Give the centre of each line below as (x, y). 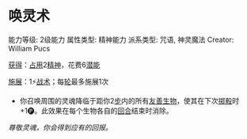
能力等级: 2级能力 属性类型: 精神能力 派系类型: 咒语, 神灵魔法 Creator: (121, 39)
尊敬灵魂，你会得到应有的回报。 (60, 127)
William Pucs (29, 48)
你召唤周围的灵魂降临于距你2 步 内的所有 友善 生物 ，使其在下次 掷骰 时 (129, 100)
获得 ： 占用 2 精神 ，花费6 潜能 (54, 65)
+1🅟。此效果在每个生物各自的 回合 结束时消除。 (96, 111)
